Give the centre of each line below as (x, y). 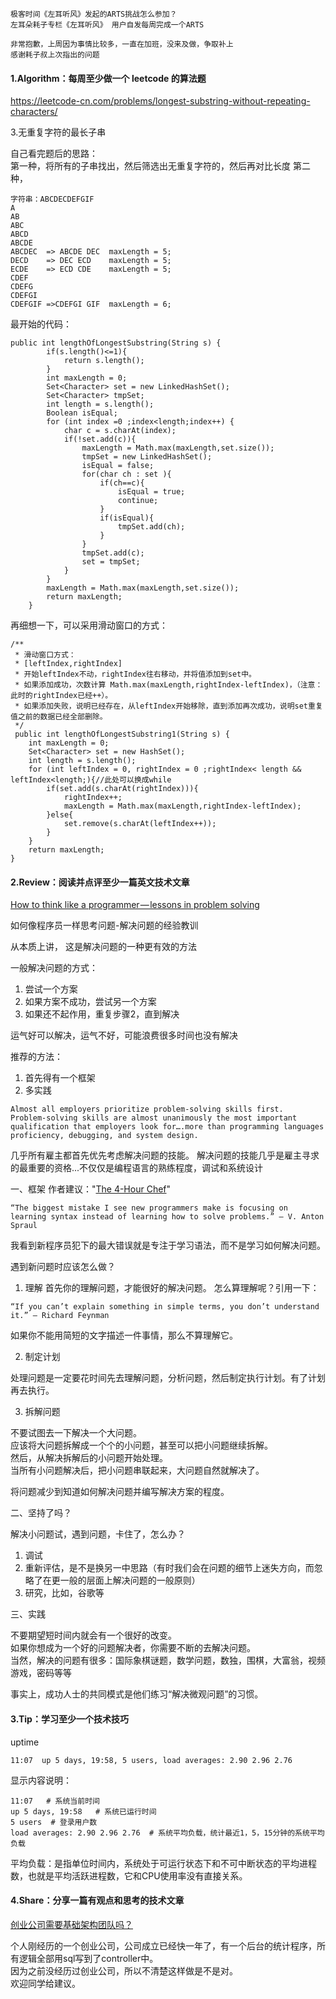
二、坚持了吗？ (41, 1513)
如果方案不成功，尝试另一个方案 (90, 1002)
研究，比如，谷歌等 (64, 1593)
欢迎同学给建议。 (45, 1983)
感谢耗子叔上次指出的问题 (55, 55)
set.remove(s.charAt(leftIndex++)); (140, 824)
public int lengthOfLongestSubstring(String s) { (116, 343)
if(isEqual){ (127, 518)
